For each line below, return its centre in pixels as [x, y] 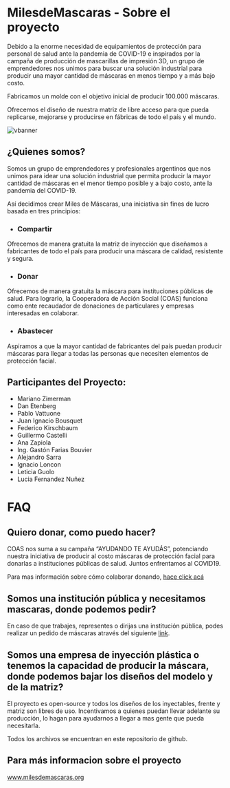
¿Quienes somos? [46, 152]
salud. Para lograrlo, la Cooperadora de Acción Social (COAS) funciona [107, 299]
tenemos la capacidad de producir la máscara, [108, 665]
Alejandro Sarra [39, 457]
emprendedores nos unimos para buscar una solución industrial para [105, 68]
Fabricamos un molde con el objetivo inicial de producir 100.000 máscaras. [113, 96]
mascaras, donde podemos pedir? [82, 609]
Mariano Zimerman [44, 399]
